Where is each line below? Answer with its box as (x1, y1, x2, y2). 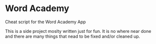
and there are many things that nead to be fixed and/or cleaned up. (5, 33, 140, 39)
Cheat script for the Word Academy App (5, 19, 86, 25)
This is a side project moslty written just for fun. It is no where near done (5, 28, 152, 34)
